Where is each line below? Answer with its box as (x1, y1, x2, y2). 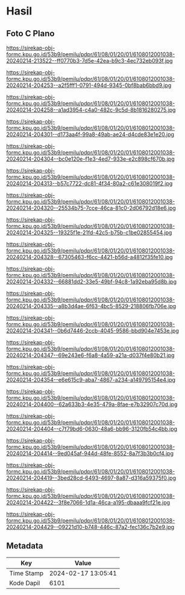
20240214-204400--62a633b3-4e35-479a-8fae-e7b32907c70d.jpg (6, 400, 178, 408)
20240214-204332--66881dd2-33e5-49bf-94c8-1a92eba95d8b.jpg (6, 278, 177, 285)
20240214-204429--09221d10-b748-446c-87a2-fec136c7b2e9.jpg (6, 524, 175, 530)
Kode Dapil (9, 579, 40, 587)
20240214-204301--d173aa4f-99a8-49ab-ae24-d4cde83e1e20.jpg (6, 131, 175, 138)
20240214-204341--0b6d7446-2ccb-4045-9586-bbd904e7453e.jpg (6, 327, 179, 334)
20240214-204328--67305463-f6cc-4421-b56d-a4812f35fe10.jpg (6, 254, 173, 260)
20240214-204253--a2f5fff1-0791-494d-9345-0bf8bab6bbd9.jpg (6, 82, 172, 89)
